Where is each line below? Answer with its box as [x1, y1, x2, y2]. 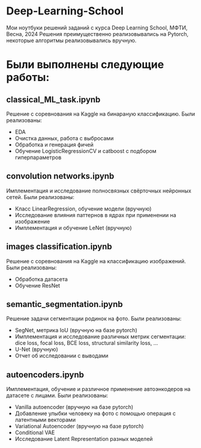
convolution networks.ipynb [6, 171, 115, 181]
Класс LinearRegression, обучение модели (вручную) [14, 205, 152, 212]
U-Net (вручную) [14, 346, 58, 353]
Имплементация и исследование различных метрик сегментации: [14, 333, 186, 340]
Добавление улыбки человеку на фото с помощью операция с [14, 410, 176, 417]
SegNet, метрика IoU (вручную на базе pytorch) [14, 327, 137, 334]
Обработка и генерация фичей [14, 141, 94, 148]
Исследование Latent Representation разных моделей [14, 435, 153, 443]
